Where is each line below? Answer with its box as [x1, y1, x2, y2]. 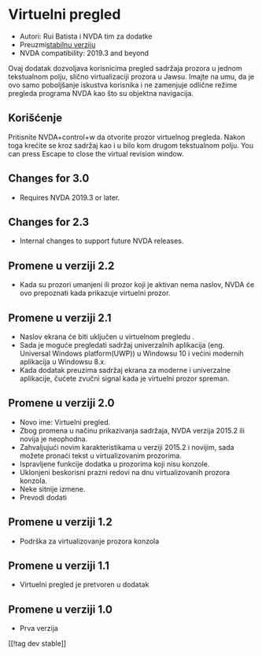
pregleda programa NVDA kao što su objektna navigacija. [8, 88, 194, 98]
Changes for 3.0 [8, 171, 90, 186]
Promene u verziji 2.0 [8, 396, 115, 410]
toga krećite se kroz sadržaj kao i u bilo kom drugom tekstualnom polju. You [8, 140, 254, 150]
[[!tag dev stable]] [8, 639, 67, 648]
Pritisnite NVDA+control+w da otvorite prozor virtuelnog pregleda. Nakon [8, 132, 245, 142]
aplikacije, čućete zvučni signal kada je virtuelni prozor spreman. [19, 374, 230, 383]
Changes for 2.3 [8, 215, 90, 229]
